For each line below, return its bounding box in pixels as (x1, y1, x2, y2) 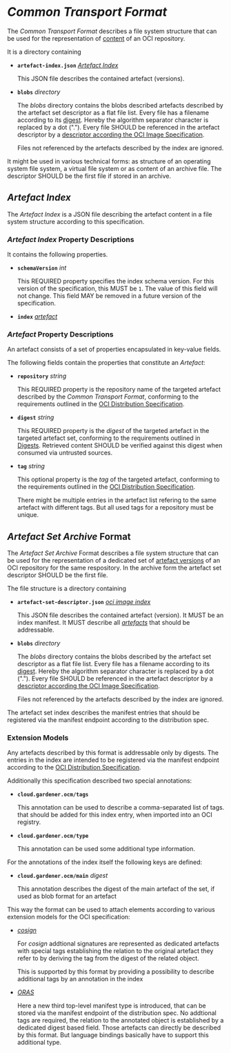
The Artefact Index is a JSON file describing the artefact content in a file (7, 210, 212, 218)
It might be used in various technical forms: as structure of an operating (7, 157, 212, 166)
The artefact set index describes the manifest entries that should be (7, 708, 200, 717)
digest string (17, 413, 54, 421)
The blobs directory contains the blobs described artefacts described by (17, 101, 224, 109)
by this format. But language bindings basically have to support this (17, 1031, 209, 1039)
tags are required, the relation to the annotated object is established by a (17, 1016, 224, 1025)
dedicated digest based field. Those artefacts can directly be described (17, 1023, 221, 1032)
